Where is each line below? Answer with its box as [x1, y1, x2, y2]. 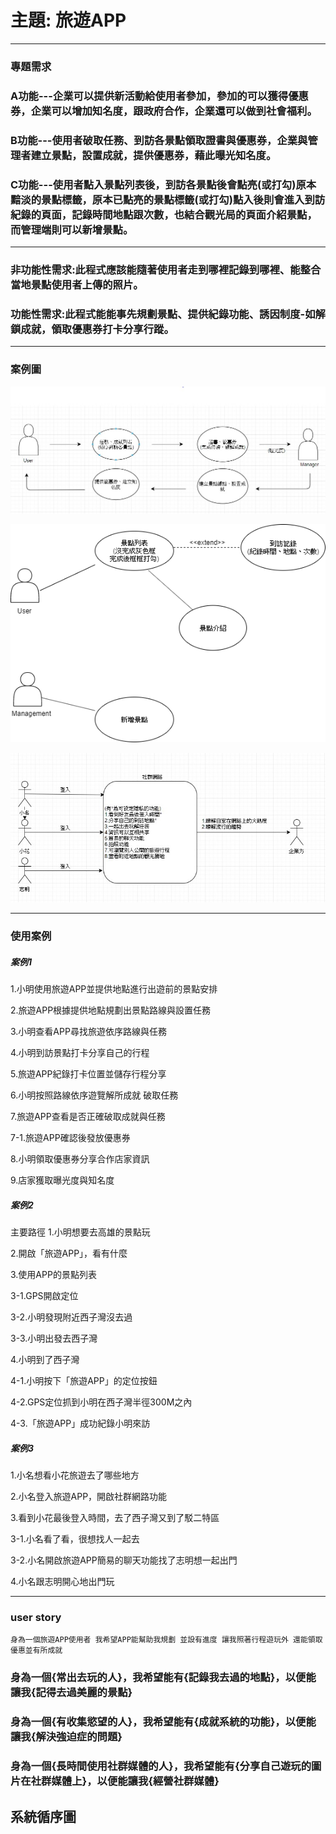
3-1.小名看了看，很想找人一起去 [10, 1533, 140, 1545]
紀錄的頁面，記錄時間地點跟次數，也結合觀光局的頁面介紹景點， [10, 207, 318, 221]
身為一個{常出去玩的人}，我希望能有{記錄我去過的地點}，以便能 [10, 1671, 317, 1685]
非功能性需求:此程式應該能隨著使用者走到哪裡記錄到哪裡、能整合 [10, 262, 322, 276]
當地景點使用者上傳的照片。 [10, 277, 144, 291]
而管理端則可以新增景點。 [10, 222, 134, 236]
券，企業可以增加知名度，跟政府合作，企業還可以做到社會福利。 [10, 104, 318, 118]
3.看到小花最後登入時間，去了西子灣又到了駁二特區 [10, 1512, 220, 1524]
